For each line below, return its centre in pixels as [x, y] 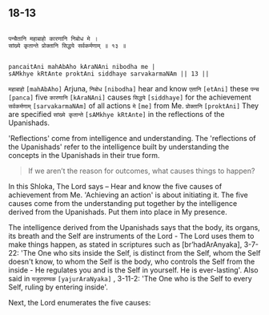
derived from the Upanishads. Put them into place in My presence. [118, 212]
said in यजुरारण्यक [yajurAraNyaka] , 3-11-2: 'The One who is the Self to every [130, 278]
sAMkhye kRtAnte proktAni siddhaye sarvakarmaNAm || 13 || [109, 74]
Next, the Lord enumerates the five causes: [80, 302]
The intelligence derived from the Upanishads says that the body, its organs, [134, 227]
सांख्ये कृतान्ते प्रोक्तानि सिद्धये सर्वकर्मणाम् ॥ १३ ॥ [67, 46]
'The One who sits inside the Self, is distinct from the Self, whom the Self [141, 252]
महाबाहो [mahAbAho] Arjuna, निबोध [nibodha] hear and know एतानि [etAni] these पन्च [134, 88]
